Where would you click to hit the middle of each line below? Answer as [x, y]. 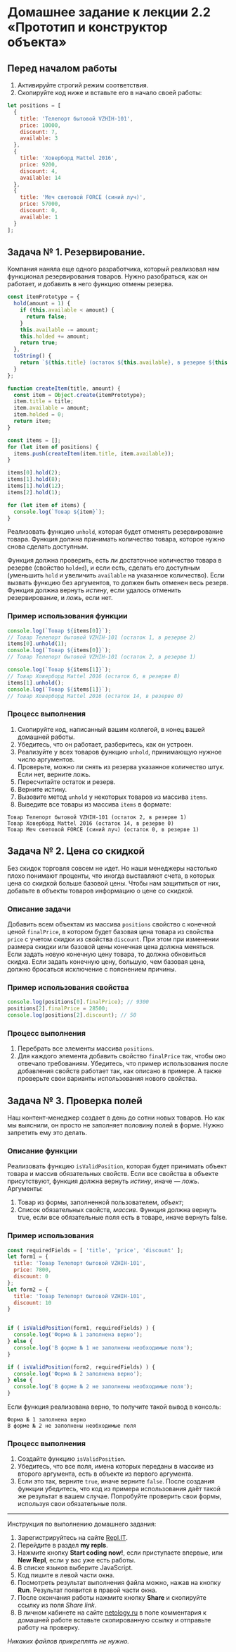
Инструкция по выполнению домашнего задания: [82, 1524]
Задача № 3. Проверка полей [75, 1101]
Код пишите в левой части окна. [66, 1575]
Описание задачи [39, 909]
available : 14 [40, 178]
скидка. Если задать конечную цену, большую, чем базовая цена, [106, 961]
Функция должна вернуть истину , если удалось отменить [94, 590]
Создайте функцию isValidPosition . [72, 1459]
